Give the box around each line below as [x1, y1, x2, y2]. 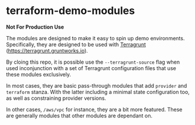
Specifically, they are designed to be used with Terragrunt [6, 41, 146, 48]
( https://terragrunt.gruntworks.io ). [6, 47, 88, 54]
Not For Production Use [6, 23, 64, 30]
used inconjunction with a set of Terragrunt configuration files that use [6, 64, 177, 71]
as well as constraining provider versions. [6, 95, 107, 102]
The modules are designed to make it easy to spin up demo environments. [6, 34, 185, 41]
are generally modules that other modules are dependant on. [6, 112, 153, 119]
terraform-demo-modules [6, 4, 135, 18]
